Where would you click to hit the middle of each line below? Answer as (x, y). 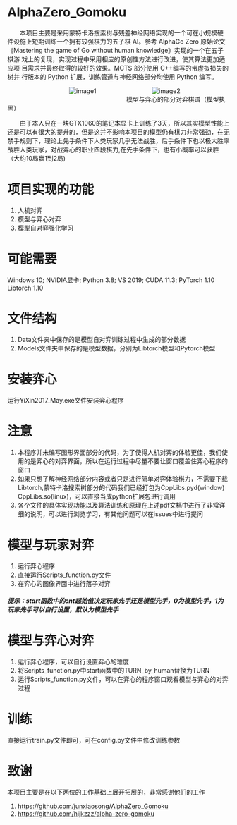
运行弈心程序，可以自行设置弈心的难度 (73, 662)
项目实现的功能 (51, 189)
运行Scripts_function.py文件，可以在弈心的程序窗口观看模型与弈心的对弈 (123, 679)
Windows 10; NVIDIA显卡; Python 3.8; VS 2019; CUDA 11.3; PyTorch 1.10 (111, 280)
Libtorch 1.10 (25, 288)
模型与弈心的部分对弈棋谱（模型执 (176, 99)
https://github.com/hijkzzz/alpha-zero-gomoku (86, 813)
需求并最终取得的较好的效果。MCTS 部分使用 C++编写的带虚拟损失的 (128, 68)
